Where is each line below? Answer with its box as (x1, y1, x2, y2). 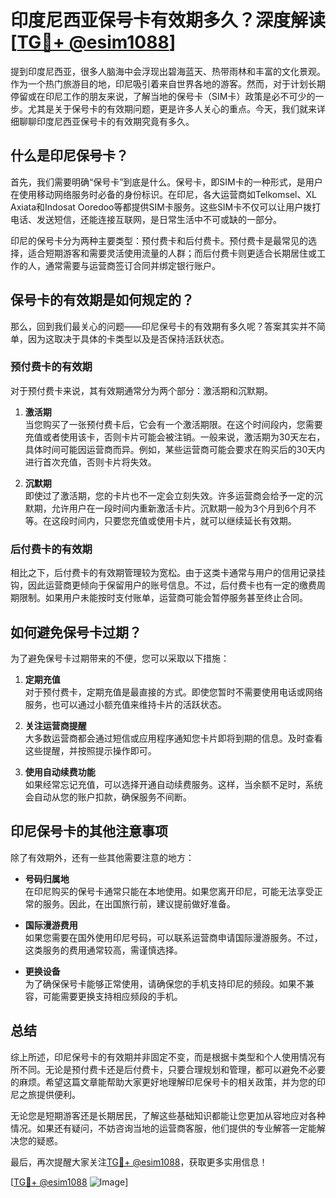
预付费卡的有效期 (10, 360, 93, 374)
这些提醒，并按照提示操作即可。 (24, 744, 157, 756)
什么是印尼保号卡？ (10, 147, 129, 165)
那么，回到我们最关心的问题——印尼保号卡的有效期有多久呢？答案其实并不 (10, 320, 317, 332)
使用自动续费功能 (24, 766, 96, 778)
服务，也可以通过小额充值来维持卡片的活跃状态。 (24, 698, 227, 710)
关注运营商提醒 (24, 719, 87, 731)
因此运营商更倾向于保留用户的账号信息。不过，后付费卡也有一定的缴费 (27, 579, 317, 591)
